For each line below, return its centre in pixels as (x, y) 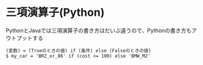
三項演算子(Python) (55, 12)
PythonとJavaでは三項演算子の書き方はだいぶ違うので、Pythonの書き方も (99, 30)
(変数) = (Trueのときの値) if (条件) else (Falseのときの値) (79, 50)
